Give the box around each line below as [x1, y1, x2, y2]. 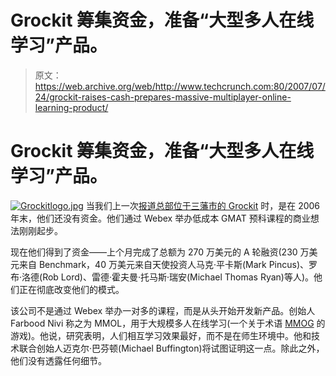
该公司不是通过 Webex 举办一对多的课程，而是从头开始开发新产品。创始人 [10, 304, 316, 316]
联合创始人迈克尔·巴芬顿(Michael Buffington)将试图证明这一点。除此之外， [18, 342, 325, 354]
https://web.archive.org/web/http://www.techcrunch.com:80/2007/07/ [34, 80, 326, 92]
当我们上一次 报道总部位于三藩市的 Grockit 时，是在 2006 [85, 199, 321, 211]
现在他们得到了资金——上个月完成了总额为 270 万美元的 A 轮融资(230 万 [10, 246, 310, 258]
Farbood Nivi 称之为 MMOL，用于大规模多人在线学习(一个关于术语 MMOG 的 [10, 317, 326, 329]
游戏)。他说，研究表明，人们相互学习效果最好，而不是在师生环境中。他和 [10, 329, 312, 341]
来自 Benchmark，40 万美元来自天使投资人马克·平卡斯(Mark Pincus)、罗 [18, 258, 318, 270]
